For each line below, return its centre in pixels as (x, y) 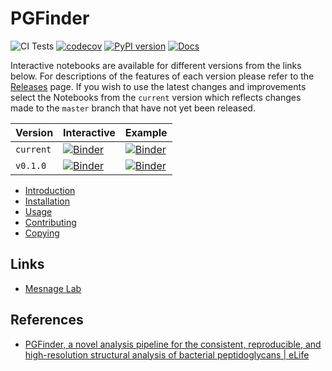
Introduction (50, 190)
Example (146, 132)
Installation (47, 201)
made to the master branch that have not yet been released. (133, 108)
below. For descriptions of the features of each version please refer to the (162, 76)
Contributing (50, 222)
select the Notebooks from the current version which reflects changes (156, 97)
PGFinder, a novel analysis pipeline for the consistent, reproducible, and (173, 344)
